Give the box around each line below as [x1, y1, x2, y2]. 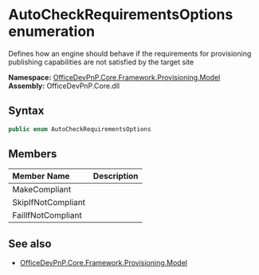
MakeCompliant [12, 184, 72, 196]
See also [8, 237, 52, 250]
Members [8, 147, 57, 161]
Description [92, 171, 139, 182]
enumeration [8, 22, 96, 41]
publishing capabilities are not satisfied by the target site [8, 57, 194, 67]
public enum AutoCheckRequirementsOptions [8, 125, 151, 133]
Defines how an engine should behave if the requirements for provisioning [8, 48, 252, 58]
